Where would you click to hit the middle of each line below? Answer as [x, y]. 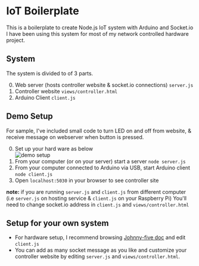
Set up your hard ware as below [54, 149]
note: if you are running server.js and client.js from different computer [96, 191]
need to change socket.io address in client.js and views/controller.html [98, 205]
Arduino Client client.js [45, 97]
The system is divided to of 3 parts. [50, 73]
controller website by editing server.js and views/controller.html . [97, 256]
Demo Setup [29, 117]
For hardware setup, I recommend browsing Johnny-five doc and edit [100, 237]
